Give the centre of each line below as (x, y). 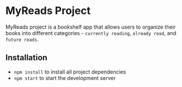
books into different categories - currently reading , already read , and (91, 33)
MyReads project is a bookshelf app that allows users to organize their (91, 27)
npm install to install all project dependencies (70, 72)
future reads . (22, 39)
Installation (26, 58)
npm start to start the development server (65, 78)
